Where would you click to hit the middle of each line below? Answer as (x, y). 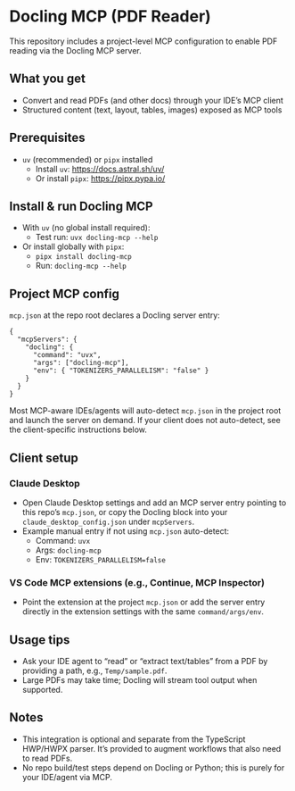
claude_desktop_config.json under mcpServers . (108, 521)
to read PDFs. (47, 758)
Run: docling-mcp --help (81, 266)
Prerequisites (47, 138)
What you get (48, 79)
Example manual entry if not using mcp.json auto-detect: (126, 531)
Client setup (44, 458)
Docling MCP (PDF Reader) (110, 17)
